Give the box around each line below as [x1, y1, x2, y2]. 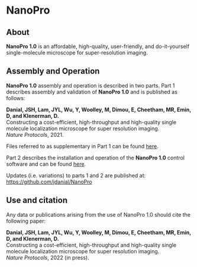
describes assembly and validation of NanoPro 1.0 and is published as [6, 88, 177, 95]
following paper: [6, 217, 46, 224]
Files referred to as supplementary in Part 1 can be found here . [6, 143, 159, 150]
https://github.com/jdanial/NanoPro [6, 178, 93, 185]
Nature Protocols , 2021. [6, 131, 64, 138]
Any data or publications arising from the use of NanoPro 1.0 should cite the [6, 211, 191, 218]
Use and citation [6, 195, 68, 205]
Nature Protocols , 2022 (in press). [6, 254, 90, 261]
